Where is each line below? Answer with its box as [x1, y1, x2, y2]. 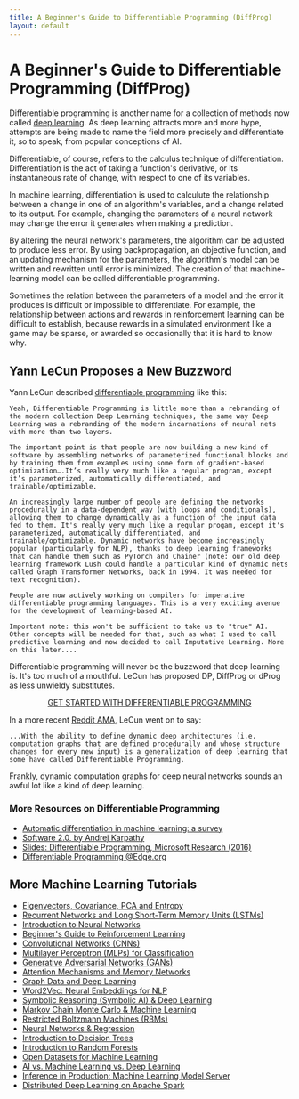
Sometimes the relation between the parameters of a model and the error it [9, 290, 284, 301]
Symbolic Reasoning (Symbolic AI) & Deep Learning [21, 995, 213, 1006]
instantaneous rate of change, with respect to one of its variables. [9, 173, 251, 183]
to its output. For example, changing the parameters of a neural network [9, 208, 273, 219]
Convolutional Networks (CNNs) [21, 938, 141, 949]
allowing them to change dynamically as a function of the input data [9, 513, 277, 522]
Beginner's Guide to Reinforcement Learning [21, 929, 186, 940]
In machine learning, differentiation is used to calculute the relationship [9, 190, 270, 200]
